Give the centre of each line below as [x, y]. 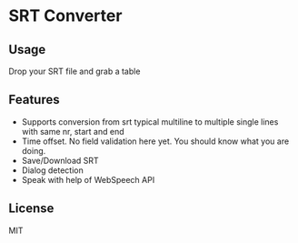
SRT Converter [65, 16]
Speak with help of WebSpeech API [88, 179]
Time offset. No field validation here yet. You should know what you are [155, 141]
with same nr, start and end [73, 131]
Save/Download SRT [60, 160]
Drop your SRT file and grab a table [74, 71]
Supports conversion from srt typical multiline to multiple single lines [150, 121]
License [31, 209]
